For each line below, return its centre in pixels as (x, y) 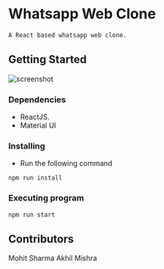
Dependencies (37, 99)
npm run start (32, 215)
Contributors (41, 239)
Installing (27, 146)
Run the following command (66, 164)
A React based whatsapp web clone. (68, 35)
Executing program (46, 198)
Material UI (38, 125)
